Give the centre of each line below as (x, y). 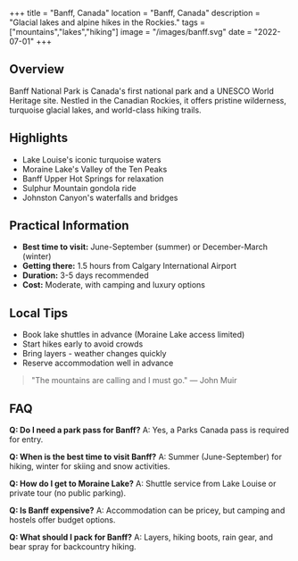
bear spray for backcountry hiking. (73, 547)
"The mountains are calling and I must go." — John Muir (134, 381)
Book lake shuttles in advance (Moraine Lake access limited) (133, 335)
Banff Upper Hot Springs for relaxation (93, 179)
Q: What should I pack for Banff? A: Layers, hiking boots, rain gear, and (141, 537)
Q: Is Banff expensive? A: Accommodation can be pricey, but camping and (147, 511)
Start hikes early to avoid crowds (83, 344)
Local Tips (39, 313)
